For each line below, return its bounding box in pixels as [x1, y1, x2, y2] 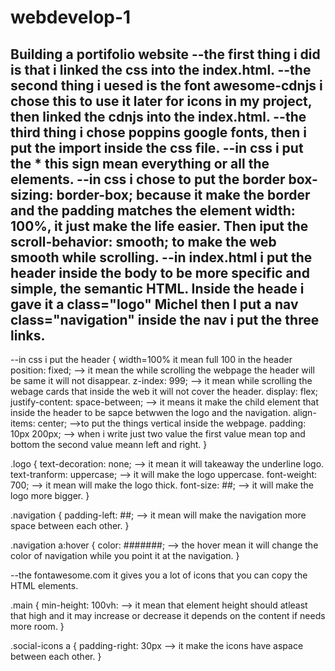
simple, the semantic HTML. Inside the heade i [10, 280, 305, 297]
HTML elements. [10, 580, 79, 591]
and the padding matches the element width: [10, 202, 296, 219]
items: [10, 417, 36, 429]
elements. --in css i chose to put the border [10, 171, 286, 188]
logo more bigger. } [10, 490, 90, 501]
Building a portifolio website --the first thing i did [10, 46, 321, 63]
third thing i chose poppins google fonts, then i [10, 124, 307, 141]
